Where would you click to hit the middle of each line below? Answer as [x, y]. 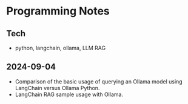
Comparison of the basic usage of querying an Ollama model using [99, 81]
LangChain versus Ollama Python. [57, 88]
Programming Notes [58, 11]
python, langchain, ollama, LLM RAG [60, 48]
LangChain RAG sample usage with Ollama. [69, 94]
